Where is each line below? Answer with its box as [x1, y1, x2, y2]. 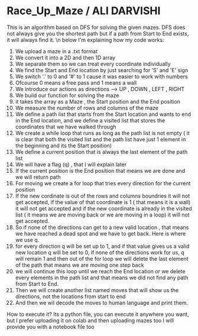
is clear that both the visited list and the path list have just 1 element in [15, 135, 186, 143]
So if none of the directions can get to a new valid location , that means [15, 224, 189, 231]
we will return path [15, 173, 61, 180]
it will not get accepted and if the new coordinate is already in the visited [15, 205, 192, 212]
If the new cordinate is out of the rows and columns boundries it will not [15, 192, 190, 199]
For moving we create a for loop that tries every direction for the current [15, 179, 191, 187]
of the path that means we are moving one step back [15, 261, 144, 269]
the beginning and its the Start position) [15, 142, 112, 149]
